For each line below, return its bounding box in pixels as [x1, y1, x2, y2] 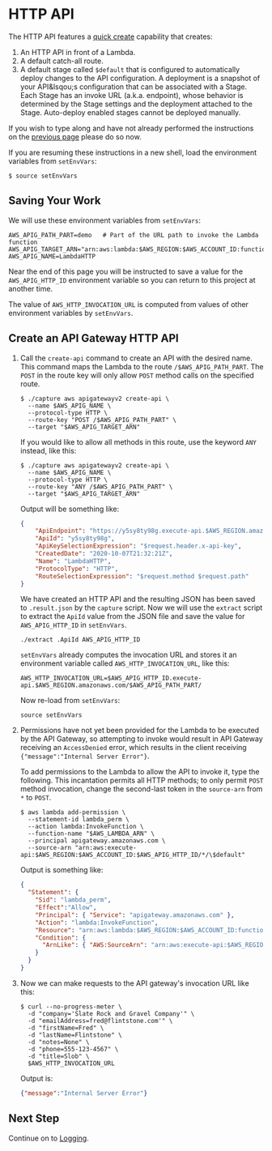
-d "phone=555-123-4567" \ [28, 1045, 119, 1053]
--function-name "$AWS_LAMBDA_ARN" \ [28, 829, 155, 838]
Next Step [8, 1111, 60, 1126]
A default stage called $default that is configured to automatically [19, 64, 240, 74]
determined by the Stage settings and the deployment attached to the [19, 99, 253, 109]
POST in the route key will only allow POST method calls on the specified [19, 370, 255, 380]
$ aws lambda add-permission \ [19, 808, 126, 816]
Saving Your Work [8, 194, 101, 207]
